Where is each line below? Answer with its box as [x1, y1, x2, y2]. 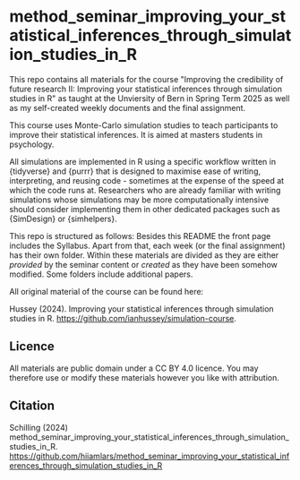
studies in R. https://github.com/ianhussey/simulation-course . [9, 313, 237, 323]
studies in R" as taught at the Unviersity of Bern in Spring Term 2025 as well [9, 92, 290, 104]
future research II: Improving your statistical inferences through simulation [9, 83, 282, 94]
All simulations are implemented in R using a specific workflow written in [9, 156, 276, 167]
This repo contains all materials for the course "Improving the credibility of [9, 73, 284, 84]
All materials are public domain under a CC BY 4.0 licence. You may [9, 363, 259, 373]
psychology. [9, 139, 55, 150]
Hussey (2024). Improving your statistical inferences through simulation [9, 303, 275, 314]
